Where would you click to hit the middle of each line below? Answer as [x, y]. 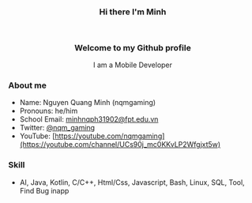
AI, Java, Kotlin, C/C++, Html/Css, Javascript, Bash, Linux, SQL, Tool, [132, 182]
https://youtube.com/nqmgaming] [110, 136]
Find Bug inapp [44, 190]
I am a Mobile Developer [133, 65]
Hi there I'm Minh [133, 12]
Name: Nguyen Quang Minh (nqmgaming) [88, 103]
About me [28, 85]
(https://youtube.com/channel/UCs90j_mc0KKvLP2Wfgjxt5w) [120, 145]
